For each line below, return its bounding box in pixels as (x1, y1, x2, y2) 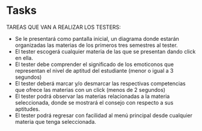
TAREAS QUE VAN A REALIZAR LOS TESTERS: (6, 23, 121, 31)
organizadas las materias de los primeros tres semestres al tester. (14, 41, 179, 49)
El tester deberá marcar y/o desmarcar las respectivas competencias (14, 79, 186, 87)
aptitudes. (14, 105, 40, 112)
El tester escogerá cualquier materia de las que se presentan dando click (14, 47, 196, 55)
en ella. (14, 54, 34, 61)
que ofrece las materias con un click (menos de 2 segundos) (14, 86, 166, 93)
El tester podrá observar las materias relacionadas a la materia (14, 93, 170, 100)
